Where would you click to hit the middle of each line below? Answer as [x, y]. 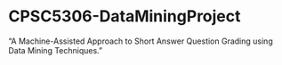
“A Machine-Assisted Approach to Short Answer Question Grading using [141, 41]
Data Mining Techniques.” [56, 50]
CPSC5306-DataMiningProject [125, 16]
